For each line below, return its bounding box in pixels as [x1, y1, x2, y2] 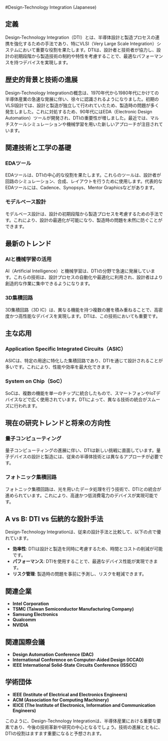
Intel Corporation [12, 601, 49, 607]
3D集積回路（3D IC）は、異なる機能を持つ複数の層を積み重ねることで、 [5, 307, 154, 313]
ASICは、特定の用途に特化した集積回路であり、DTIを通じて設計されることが [5, 358, 163, 364]
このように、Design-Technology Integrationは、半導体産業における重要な [5, 717, 157, 724]
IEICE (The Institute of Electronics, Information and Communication [12, 702, 155, 708]
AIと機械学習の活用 [5, 255, 52, 262]
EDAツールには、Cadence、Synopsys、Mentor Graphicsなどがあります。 [5, 185, 157, 191]
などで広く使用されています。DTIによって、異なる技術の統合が [18, 396, 147, 402]
